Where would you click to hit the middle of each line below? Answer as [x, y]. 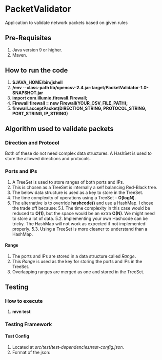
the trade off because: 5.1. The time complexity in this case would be [81, 208]
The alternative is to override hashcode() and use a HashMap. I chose [83, 203]
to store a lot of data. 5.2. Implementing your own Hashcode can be [80, 218]
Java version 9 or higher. [37, 49]
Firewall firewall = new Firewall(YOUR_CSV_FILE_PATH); [70, 103]
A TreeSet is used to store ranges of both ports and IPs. [68, 182]
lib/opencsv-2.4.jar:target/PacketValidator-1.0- [99, 87]
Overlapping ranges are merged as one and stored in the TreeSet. [78, 272]
